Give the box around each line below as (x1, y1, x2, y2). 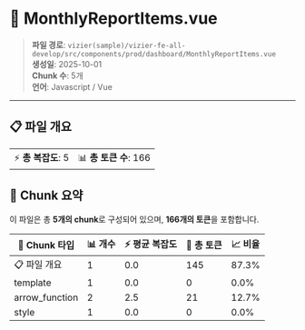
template (14, 276, 52, 289)
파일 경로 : (31, 39, 66, 50)
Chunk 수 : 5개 (31, 70, 84, 81)
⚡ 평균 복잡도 (123, 237, 178, 250)
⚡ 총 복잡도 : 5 (14, 151, 70, 164)
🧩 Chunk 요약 (9, 188, 84, 204)
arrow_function (14, 291, 79, 304)
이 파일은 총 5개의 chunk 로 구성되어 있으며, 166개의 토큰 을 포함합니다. (9, 214, 260, 225)
